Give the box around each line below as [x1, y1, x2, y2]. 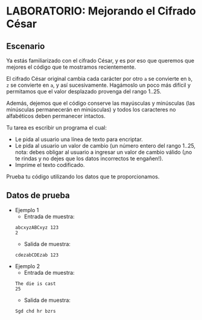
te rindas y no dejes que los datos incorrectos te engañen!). [14, 155, 164, 162]
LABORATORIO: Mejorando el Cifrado [6, 4, 196, 18]
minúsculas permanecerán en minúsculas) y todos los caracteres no [6, 106, 176, 113]
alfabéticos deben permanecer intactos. [6, 113, 106, 119]
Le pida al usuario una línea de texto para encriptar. [14, 136, 143, 143]
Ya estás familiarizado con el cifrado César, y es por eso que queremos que [6, 57, 195, 64]
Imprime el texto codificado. [14, 162, 85, 168]
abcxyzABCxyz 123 [14, 224, 59, 230]
